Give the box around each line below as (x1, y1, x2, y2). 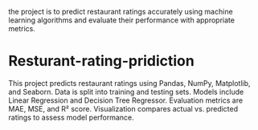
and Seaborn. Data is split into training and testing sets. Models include (8, 87, 244, 96)
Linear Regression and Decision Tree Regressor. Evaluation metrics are (8, 95, 244, 105)
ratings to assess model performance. (8, 112, 134, 122)
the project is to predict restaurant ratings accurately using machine (8, 7, 233, 16)
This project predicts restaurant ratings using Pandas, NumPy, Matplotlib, (8, 78, 251, 87)
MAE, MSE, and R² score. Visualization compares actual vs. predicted (8, 104, 239, 113)
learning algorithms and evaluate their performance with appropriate (8, 15, 235, 25)
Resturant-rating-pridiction (8, 52, 195, 71)
